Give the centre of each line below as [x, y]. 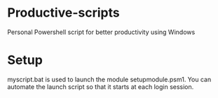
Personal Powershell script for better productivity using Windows [101, 32]
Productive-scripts [64, 13]
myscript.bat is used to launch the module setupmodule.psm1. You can [109, 79]
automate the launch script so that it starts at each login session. [101, 87]
